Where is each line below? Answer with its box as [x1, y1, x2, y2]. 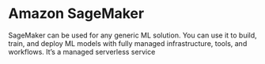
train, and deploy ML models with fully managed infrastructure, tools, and [8, 38, 248, 48]
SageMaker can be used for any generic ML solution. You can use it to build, [8, 30, 257, 40]
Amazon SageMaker [8, 5, 145, 23]
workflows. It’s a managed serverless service [8, 47, 156, 56]
